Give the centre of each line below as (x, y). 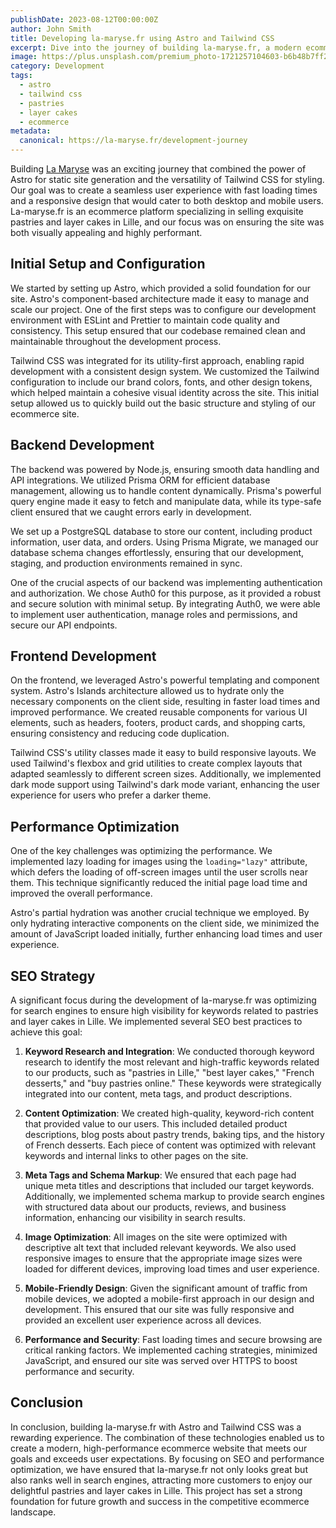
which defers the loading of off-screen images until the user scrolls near (159, 872)
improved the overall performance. (81, 893)
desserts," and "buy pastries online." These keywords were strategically (173, 1083)
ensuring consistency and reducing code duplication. (120, 733)
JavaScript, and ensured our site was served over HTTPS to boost (161, 1361)
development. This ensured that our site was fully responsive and (159, 1310)
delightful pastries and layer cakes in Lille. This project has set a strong (156, 1490)
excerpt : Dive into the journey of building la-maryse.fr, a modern (156, 47)
